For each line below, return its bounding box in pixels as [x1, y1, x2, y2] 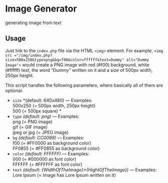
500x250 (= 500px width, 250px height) [12, 103, 96, 109]
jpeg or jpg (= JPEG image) [12, 129, 69, 135]
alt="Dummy [126, 57, 149, 62]
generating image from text [5, 20, 62, 26]
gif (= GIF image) [12, 124, 48, 130]
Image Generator [5, 3, 77, 15]
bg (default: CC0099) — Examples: [12, 134, 84, 141]
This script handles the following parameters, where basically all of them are [5, 82, 163, 88]
